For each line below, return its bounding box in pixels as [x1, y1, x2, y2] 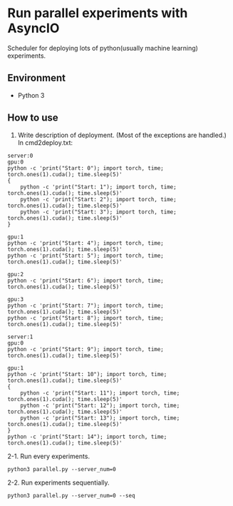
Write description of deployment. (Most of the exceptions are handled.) [17, 131, 227, 139]
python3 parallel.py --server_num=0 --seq [7, 492, 135, 499]
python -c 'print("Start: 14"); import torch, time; [7, 433, 167, 440]
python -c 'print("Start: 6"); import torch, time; [7, 277, 164, 284]
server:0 [7, 152, 33, 159]
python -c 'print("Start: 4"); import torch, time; [7, 239, 164, 247]
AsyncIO [7, 20, 60, 36]
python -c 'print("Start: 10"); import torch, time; [7, 370, 167, 378]
